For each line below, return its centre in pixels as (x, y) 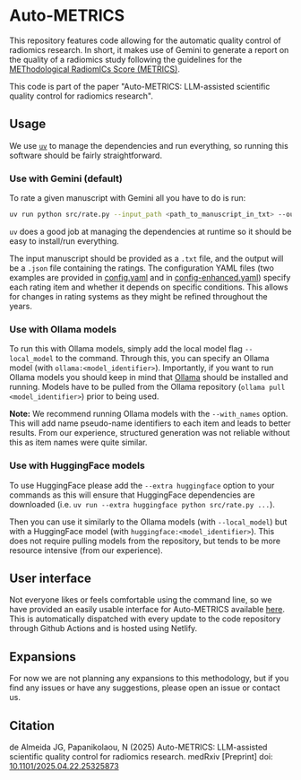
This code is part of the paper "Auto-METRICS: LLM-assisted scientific (140, 86)
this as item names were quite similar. (78, 442)
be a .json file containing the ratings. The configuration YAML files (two (142, 268)
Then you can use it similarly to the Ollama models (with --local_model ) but (148, 522)
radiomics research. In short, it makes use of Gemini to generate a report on (149, 49)
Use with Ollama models (63, 329)
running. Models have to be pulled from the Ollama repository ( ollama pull (147, 387)
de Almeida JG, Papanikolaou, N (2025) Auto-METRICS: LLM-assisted (138, 747)
